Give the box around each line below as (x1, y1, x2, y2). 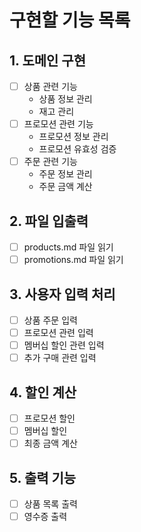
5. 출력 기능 (9, 469, 77, 486)
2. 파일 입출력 (9, 212, 89, 230)
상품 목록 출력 (23, 498, 78, 510)
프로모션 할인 (23, 412, 76, 424)
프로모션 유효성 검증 (38, 143, 117, 155)
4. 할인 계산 (9, 384, 77, 401)
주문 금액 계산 (38, 181, 93, 193)
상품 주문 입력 (23, 314, 78, 326)
